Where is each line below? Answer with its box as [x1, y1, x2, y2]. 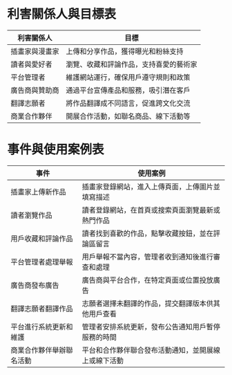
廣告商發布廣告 [10, 280, 60, 290]
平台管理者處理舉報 [10, 257, 74, 266]
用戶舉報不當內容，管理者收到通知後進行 [81, 252, 214, 262]
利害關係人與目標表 [7, 6, 117, 22]
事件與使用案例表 [7, 142, 105, 158]
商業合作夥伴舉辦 [10, 345, 67, 355]
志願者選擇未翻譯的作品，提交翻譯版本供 [81, 298, 214, 308]
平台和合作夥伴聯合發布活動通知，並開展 [81, 345, 214, 355]
